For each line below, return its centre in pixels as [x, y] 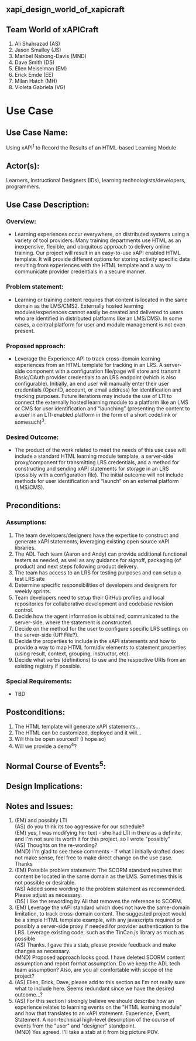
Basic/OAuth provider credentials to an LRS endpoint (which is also [95, 377]
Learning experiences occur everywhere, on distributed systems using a [102, 234]
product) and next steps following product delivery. [76, 566]
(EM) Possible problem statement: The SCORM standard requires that [98, 870]
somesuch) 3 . [30, 421]
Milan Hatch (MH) [36, 81]
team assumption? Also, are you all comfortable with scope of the [94, 969]
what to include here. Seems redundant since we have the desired [94, 988]
